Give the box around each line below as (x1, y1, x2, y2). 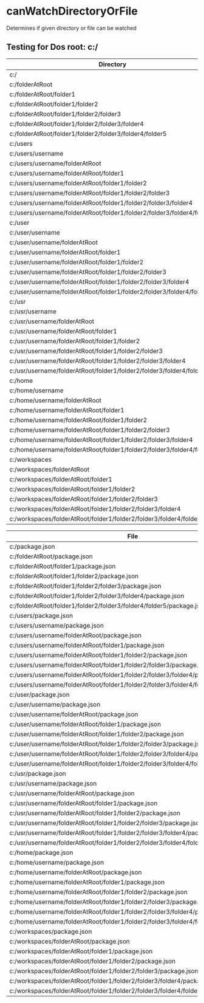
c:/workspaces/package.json (9, 927, 92, 936)
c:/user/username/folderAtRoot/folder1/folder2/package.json (9, 730, 184, 738)
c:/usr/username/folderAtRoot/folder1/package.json (9, 799, 158, 807)
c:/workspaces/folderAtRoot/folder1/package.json (9, 947, 153, 955)
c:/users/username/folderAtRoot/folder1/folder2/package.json (9, 651, 188, 659)
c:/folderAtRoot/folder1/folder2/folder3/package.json (9, 581, 162, 590)
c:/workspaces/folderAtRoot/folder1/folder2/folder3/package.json (9, 967, 199, 975)
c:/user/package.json (9, 690, 70, 699)
